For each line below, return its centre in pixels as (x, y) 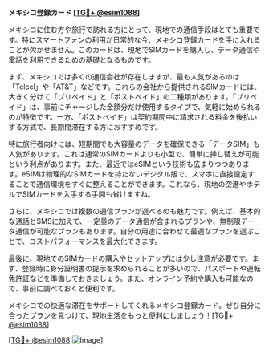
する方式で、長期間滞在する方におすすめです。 (86, 127)
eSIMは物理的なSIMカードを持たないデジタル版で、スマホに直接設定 (134, 174)
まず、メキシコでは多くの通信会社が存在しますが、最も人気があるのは (124, 77)
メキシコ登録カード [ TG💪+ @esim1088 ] (74, 12)
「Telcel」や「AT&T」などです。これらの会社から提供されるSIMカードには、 (135, 87)
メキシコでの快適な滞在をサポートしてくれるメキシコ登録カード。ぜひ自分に (134, 305)
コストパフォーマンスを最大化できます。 (96, 241)
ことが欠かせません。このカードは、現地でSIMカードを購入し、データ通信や (134, 50)
